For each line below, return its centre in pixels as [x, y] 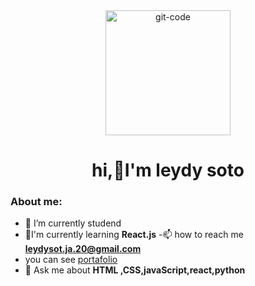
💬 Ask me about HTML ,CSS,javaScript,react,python [135, 270]
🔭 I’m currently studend [73, 223]
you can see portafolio [71, 260]
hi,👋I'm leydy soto [168, 170]
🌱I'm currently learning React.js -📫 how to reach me [134, 235]
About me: [36, 202]
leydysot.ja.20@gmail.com [83, 249]
